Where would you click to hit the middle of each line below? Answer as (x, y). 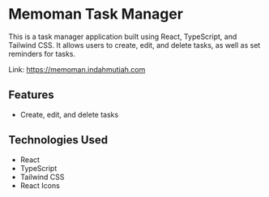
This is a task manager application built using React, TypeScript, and (123, 36)
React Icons (40, 185)
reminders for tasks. (42, 54)
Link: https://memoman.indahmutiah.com (77, 69)
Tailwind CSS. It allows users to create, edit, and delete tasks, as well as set (134, 45)
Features (31, 95)
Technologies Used (58, 140)
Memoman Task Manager (96, 14)
